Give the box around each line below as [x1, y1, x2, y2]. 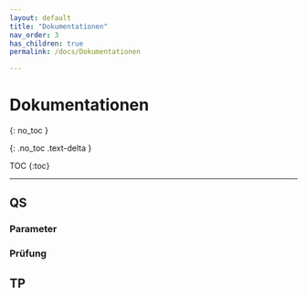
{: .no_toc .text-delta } [9, 143, 92, 154]
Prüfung [9, 248, 48, 260]
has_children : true [9, 38, 84, 48]
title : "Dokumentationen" [9, 22, 108, 31]
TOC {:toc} [9, 161, 50, 172]
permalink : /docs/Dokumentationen [9, 48, 142, 57]
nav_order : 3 [9, 30, 59, 39]
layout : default [9, 13, 71, 23]
